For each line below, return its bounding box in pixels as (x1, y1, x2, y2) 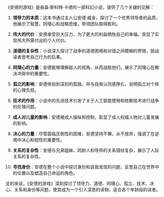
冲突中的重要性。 (17, 71, 52, 76)
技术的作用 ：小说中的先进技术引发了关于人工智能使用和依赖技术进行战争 (12, 98, 159, 103)
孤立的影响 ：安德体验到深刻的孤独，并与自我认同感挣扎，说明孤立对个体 (12, 81, 159, 87)
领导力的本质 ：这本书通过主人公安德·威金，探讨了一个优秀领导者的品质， (12, 15, 161, 21)
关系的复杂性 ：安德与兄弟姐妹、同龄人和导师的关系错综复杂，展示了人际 (12, 147, 159, 153)
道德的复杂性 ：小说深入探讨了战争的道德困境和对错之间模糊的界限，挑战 (12, 48, 159, 54)
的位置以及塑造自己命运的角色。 (12, 170, 78, 176)
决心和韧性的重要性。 (21, 137, 65, 142)
